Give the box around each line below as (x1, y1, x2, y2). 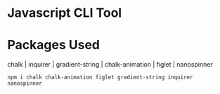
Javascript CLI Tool (7, 5, 122, 21)
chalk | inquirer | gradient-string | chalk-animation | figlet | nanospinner (7, 60, 213, 69)
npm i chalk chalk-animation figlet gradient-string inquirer (7, 74, 193, 81)
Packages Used (7, 37, 101, 53)
